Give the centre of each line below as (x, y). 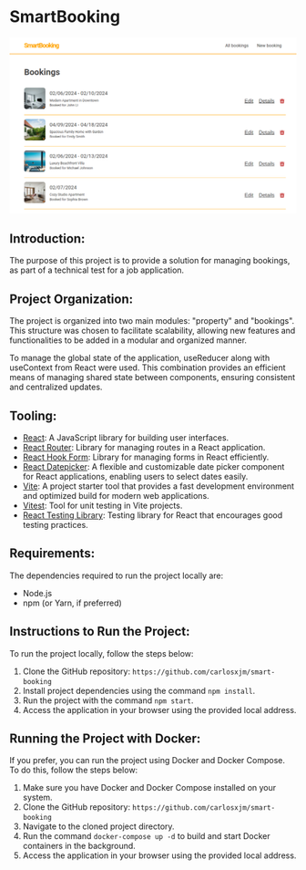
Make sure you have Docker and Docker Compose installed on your (149, 788)
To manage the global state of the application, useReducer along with (140, 358)
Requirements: (52, 554)
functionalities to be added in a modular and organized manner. (128, 340)
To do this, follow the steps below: (74, 770)
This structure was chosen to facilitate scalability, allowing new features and (153, 331)
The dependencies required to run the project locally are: (117, 575)
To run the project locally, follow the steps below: (102, 653)
